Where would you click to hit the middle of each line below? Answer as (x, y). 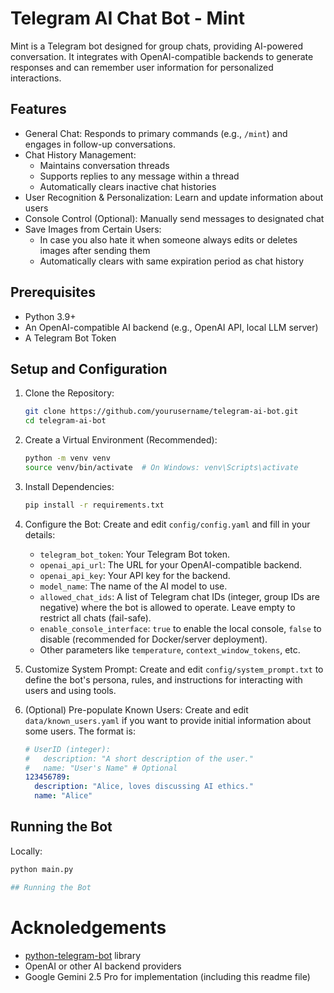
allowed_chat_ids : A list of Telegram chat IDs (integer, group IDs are (179, 596)
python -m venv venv (67, 458)
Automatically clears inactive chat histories (128, 186)
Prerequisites (53, 292)
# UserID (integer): (67, 749)
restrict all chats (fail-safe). (95, 618)
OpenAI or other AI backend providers (103, 966)
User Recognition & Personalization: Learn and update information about (174, 197)
